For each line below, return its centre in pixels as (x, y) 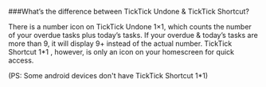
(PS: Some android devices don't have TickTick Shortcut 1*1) (108, 76)
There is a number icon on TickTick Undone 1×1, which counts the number (130, 26)
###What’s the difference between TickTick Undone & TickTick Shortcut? (129, 11)
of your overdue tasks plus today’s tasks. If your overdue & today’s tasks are (133, 35)
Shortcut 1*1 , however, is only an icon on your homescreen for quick (121, 52)
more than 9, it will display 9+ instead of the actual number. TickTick (120, 43)
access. (21, 60)
